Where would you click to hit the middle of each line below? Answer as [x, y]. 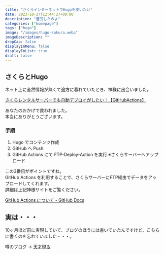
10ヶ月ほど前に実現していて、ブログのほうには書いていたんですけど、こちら [82, 230]
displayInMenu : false [27, 46]
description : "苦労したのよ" [33, 19]
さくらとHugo [27, 77]
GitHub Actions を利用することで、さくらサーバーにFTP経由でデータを [77, 178]
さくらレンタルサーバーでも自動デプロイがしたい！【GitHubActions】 [76, 100]
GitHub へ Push [28, 148]
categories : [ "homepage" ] [32, 23]
